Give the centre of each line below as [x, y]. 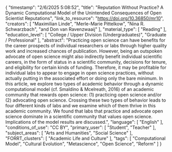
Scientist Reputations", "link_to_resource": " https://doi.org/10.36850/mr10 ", [85, 18]
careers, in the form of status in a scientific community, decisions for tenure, [86, 62]
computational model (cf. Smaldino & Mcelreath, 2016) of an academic [80, 89]
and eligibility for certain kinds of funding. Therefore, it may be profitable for [86, 67]
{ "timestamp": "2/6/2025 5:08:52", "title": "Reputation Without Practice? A [84, 7]
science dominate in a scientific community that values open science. [79, 117]
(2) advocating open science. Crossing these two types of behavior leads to [86, 100]
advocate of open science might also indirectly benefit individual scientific [84, 56]
